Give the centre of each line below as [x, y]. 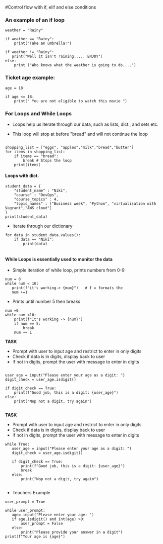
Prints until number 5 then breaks [46, 302]
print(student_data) [27, 217]
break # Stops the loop [47, 160]
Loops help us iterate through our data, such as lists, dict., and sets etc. [85, 124]
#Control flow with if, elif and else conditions [51, 7]
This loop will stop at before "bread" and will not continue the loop [80, 134]
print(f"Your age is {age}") [35, 537]
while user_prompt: [25, 511]
